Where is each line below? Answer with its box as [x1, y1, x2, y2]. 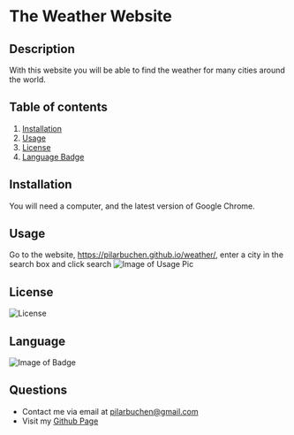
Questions [9, 383, 68, 398]
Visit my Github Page [21, 416, 99, 426]
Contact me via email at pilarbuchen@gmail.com [21, 406, 199, 416]
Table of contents [9, 100, 108, 115]
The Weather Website [9, 6, 172, 27]
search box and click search [9, 259, 112, 270]
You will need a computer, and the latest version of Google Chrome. [9, 201, 255, 211]
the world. [9, 74, 47, 85]
